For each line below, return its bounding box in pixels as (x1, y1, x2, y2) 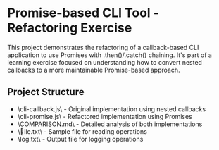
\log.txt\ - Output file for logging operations (17, 135, 144, 143)
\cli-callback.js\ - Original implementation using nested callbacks (17, 104, 206, 113)
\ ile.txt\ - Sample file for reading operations (17, 127, 148, 135)
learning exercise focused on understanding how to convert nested (7, 58, 203, 66)
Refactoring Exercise (7, 20, 132, 36)
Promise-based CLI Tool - (7, 5, 160, 21)
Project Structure (7, 86, 85, 98)
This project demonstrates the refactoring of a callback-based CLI (7, 43, 199, 51)
